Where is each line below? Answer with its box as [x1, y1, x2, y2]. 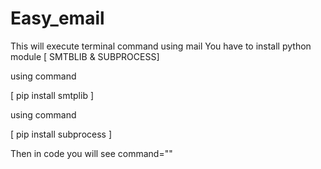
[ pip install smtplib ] [10, 89, 94, 101]
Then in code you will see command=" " [10, 147, 173, 159]
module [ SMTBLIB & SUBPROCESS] [10, 50, 160, 62]
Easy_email [10, 7, 105, 30]
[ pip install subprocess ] [10, 128, 113, 140]
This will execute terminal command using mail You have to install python [10, 40, 312, 52]
